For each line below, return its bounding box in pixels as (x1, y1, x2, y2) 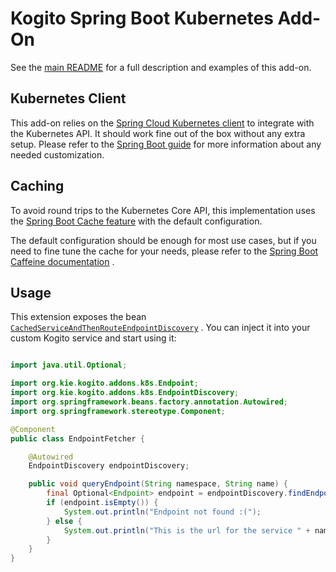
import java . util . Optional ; (10, 360, 128, 371)
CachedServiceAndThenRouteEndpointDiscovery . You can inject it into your (10, 322, 311, 334)
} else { (46, 516, 83, 526)
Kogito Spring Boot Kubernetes (10, 7, 274, 30)
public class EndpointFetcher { (10, 433, 145, 444)
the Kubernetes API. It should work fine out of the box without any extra (10, 127, 306, 139)
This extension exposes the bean (10, 311, 147, 323)
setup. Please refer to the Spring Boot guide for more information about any (10, 138, 322, 150)
